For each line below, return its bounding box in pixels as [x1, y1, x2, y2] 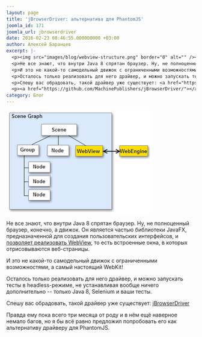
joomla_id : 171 [6, 22, 44, 28]
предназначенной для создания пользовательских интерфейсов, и [6, 233, 179, 239]
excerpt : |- [6, 48, 36, 54]
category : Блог [6, 92, 44, 99]
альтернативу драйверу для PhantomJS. [6, 324, 110, 331]
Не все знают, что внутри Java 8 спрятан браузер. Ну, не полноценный [6, 220, 189, 227]
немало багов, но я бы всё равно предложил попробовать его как [6, 318, 177, 325]
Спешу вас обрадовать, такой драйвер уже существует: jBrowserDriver [6, 300, 190, 307]
